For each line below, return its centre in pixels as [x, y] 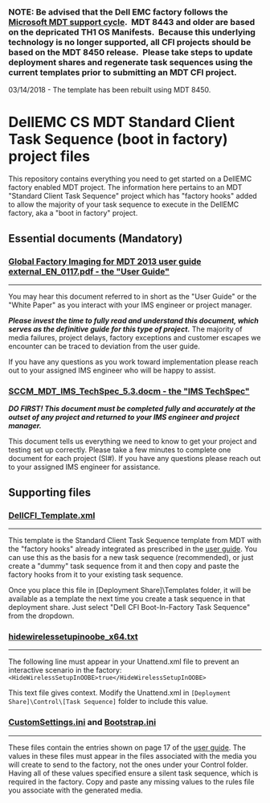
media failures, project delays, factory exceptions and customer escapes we [135, 337]
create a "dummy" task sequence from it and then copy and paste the [124, 566]
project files [49, 156]
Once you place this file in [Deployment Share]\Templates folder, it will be [130, 590]
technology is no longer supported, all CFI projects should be [130, 42]
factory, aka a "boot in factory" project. [73, 213]
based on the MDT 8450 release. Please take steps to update [131, 52]
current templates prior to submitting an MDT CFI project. [123, 72]
